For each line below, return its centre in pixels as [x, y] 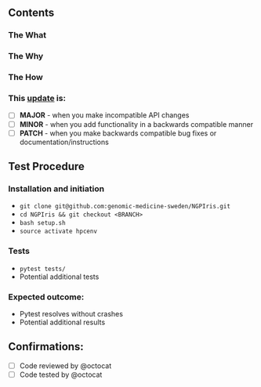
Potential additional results [62, 322]
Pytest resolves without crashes [71, 313]
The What [27, 35]
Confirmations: [46, 347]
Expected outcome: [46, 297]
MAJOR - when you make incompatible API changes [104, 115]
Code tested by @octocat [61, 374]
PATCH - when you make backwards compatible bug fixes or [118, 133]
